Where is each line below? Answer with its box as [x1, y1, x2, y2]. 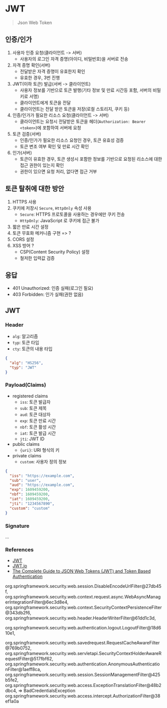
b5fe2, [5, 677, 19, 683]
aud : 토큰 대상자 [19, 411, 51, 417]
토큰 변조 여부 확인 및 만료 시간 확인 [19, 143, 89, 149]
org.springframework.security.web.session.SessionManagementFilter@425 [5, 671, 161, 678]
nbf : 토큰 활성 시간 [19, 424, 56, 430]
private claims [12, 452, 41, 458]
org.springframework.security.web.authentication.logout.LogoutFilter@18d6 [5, 625, 161, 631]
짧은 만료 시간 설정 [12, 224, 49, 230]
